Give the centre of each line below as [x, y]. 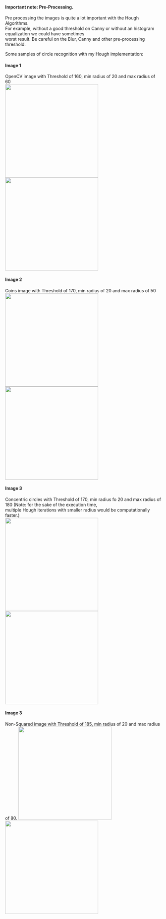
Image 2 [14, 279]
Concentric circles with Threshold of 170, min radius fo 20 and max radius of [83, 499]
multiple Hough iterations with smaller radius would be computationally [78, 510]
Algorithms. [17, 23]
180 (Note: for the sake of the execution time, [51, 504]
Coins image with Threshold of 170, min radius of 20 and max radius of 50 [81, 290]
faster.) [12, 515]
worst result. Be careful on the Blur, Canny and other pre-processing [75, 39]
